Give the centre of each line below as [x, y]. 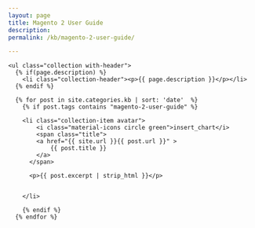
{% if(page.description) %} [61, 73]
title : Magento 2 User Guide [56, 23]
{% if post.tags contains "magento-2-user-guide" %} [110, 107]
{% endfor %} [36, 217]
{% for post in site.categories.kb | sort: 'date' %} [107, 100]
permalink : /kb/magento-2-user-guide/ [71, 37]
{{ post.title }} [78, 149]
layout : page [29, 15]
